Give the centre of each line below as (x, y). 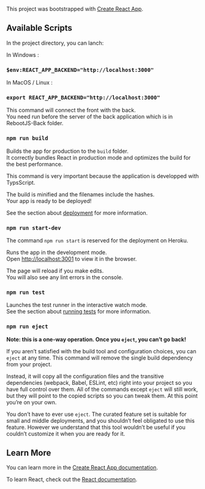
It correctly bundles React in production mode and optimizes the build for (99, 157)
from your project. (29, 364)
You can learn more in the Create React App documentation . (82, 468)
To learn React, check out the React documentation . (72, 479)
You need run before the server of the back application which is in (90, 117)
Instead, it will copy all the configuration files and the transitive (85, 376)
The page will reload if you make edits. (55, 271)
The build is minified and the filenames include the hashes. (80, 194)
